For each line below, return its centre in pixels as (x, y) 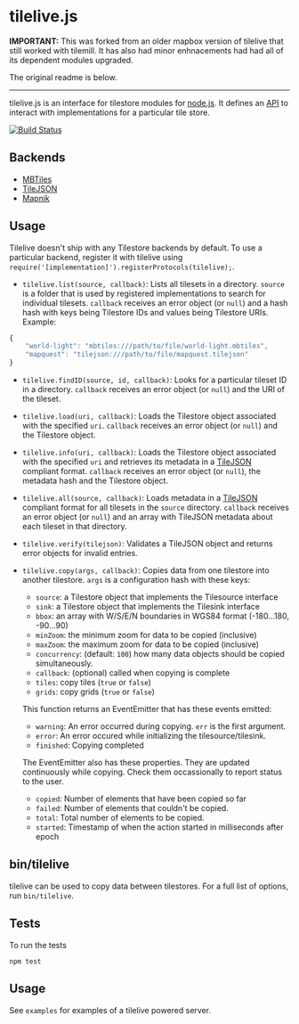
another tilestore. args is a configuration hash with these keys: (136, 580)
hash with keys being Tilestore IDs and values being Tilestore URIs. (145, 312)
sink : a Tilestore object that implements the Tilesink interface (148, 607)
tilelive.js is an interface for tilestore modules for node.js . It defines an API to (149, 102)
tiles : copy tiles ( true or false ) (93, 683)
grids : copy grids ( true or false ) (95, 692)
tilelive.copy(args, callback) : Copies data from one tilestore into (145, 570)
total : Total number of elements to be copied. (120, 818)
